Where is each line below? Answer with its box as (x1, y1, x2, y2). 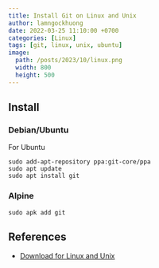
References (8, 231, 67, 243)
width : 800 (15, 64, 52, 72)
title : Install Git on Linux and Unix (8, 11, 137, 20)
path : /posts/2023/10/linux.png (15, 57, 123, 65)
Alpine (8, 191, 34, 202)
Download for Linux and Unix (19, 251, 115, 261)
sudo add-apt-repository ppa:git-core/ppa (8, 158, 151, 166)
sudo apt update (8, 165, 62, 173)
